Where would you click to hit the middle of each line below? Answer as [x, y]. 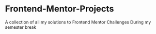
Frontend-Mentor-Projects [60, 9]
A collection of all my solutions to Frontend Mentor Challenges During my [78, 22]
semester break [21, 27]
